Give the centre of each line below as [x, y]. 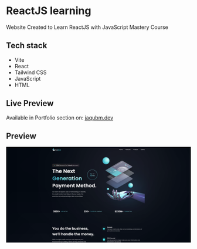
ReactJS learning [49, 11]
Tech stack [27, 46]
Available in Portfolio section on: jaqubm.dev [60, 117]
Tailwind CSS [30, 72]
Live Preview [30, 103]
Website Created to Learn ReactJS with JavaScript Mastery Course [87, 27]
